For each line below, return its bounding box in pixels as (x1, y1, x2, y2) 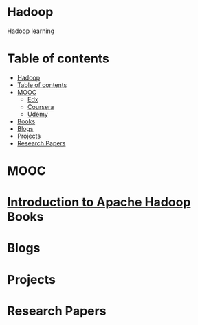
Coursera (27, 102, 54, 110)
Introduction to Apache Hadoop (7, 195, 191, 210)
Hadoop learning (7, 27, 55, 35)
